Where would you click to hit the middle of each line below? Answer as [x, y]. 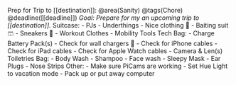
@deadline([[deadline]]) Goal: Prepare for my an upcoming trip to [103, 18]
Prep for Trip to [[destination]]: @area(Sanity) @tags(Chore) [95, 10]
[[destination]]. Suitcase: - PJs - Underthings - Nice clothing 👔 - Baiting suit [118, 25]
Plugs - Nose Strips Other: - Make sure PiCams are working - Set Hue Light [118, 66]
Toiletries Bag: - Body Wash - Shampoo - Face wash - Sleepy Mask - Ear [114, 58]
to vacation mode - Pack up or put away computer [81, 73]
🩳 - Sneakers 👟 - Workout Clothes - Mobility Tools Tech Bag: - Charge [111, 33]
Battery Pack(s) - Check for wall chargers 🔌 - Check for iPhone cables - [113, 43]
